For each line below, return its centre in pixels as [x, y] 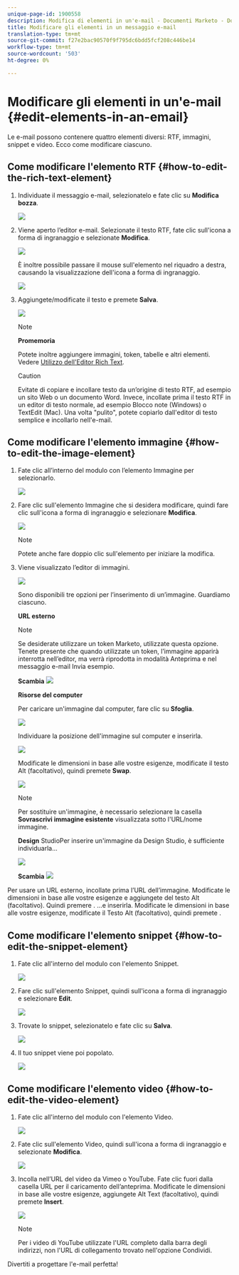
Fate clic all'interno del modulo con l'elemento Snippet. [98, 964]
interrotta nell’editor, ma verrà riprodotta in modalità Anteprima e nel [117, 659]
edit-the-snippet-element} [68, 947]
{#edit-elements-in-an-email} [98, 117]
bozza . [28, 203]
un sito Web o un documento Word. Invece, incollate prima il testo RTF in [124, 397]
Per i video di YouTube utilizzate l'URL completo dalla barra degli [112, 1242]
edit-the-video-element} [63, 1100]
